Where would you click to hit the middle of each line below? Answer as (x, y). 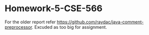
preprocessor (18, 27)
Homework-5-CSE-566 (54, 9)
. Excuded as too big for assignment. (70, 27)
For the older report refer (30, 22)
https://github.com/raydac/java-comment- (100, 22)
